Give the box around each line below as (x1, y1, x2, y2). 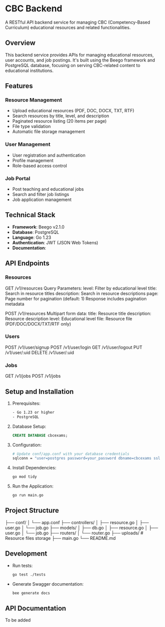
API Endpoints (5, 259, 50, 267)
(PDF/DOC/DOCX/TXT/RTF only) (5, 321, 71, 327)
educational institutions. (5, 67, 54, 73)
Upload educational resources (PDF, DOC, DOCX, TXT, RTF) (12, 108, 134, 114)
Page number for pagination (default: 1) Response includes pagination (5, 296, 147, 301)
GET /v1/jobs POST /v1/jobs (5, 373, 61, 379)
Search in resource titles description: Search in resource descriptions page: (5, 290, 159, 296)
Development (5, 550, 48, 558)
